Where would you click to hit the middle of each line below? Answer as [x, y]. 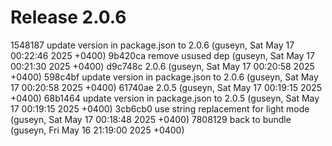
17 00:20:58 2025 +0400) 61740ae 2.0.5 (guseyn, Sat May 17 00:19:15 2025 [166, 87]
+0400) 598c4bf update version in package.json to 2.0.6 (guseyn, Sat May [164, 77]
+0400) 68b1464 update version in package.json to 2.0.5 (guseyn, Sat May [165, 98]
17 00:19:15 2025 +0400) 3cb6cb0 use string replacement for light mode [160, 108]
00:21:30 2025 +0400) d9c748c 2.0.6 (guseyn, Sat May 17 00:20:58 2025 [162, 66]
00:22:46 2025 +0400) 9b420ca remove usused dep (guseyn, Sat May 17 [162, 55]
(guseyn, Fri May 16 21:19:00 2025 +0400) [97, 130]
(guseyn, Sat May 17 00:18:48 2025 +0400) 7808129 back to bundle [151, 119]
